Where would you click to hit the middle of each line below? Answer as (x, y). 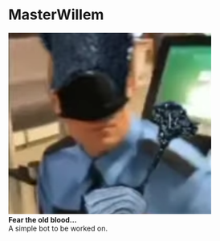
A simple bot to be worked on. (58, 228)
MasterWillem (56, 15)
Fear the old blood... (43, 219)
